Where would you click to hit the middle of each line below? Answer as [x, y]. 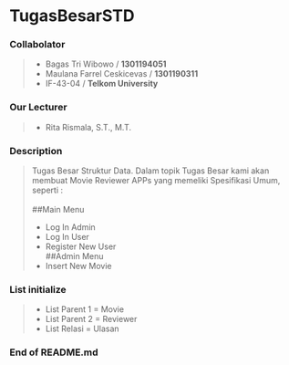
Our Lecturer [38, 108]
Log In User [67, 237]
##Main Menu [58, 210]
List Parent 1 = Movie [85, 309]
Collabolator [37, 45]
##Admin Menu [74, 256]
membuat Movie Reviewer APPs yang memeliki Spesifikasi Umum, [156, 181]
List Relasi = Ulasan [83, 328]
